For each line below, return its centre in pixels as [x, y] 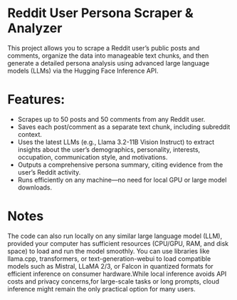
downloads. [35, 187]
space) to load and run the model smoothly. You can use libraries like [109, 251]
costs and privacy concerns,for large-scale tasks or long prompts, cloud [113, 281]
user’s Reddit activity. [49, 172]
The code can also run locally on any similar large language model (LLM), [115, 236]
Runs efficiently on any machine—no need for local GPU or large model [122, 180]
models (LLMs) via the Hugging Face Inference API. [83, 71]
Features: [36, 99]
